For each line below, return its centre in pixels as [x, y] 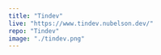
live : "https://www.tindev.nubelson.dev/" [81, 23]
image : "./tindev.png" [47, 38]
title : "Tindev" [36, 16]
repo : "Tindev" [34, 31]
